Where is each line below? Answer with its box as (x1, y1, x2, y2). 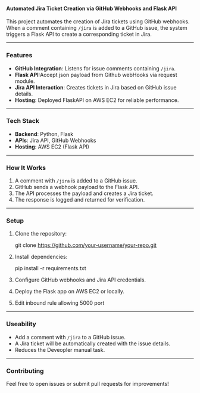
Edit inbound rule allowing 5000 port (14, 299, 105, 307)
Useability (6, 320, 37, 328)
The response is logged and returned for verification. (14, 196, 145, 203)
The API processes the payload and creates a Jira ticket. (14, 190, 154, 197)
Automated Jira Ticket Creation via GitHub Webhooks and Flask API (6, 5, 177, 12)
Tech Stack (6, 117, 40, 125)
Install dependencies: (14, 253, 68, 261)
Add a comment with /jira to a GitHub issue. (14, 333, 126, 341)
